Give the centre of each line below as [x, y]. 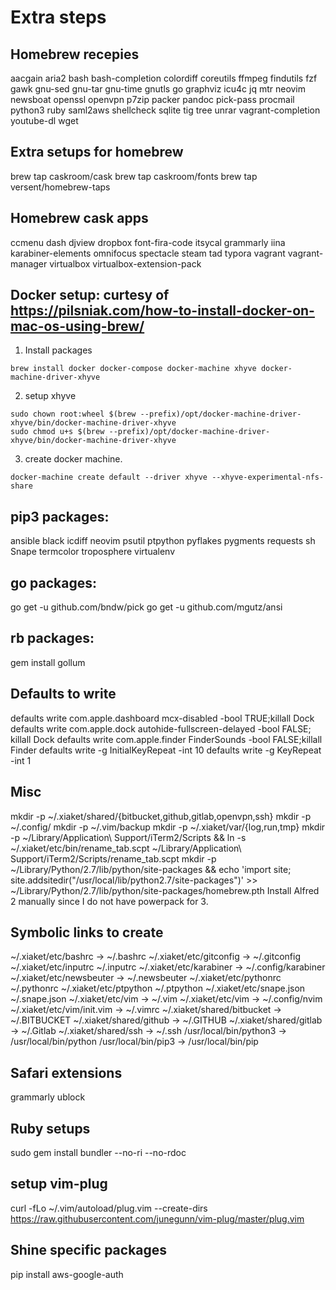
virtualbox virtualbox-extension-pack [125, 263]
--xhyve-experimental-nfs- [268, 477]
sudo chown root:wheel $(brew [73, 414]
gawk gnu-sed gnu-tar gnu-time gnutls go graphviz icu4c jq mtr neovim [158, 89]
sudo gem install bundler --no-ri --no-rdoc [98, 1152]
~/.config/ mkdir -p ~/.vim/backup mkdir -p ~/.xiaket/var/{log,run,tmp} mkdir [168, 827]
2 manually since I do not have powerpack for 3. [109, 901]
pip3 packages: [60, 516]
